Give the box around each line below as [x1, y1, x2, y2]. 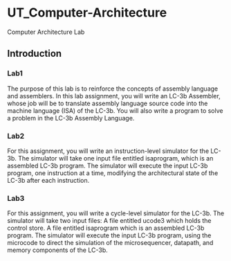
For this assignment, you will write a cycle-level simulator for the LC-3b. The [7, 209, 225, 217]
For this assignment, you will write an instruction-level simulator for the [7, 147, 210, 155]
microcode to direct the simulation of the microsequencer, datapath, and [7, 239, 214, 247]
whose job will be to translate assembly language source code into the [7, 99, 208, 107]
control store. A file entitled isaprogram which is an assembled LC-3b [7, 224, 205, 233]
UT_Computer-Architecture [7, 5, 167, 21]
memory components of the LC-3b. [7, 246, 109, 254]
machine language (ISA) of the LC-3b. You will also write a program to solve [7, 106, 223, 115]
